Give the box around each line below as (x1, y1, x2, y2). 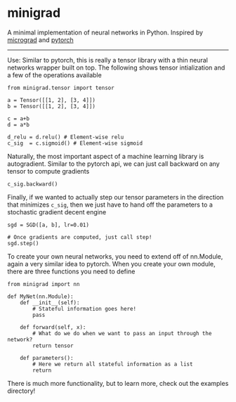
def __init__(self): (20, 299, 80, 306)
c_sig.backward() (7, 181, 58, 188)
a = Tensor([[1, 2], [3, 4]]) (7, 96, 96, 103)
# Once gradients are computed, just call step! (7, 233, 152, 240)
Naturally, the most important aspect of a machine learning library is (7, 152, 204, 160)
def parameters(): (20, 354, 74, 361)
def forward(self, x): (20, 323, 86, 331)
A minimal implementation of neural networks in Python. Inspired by (7, 28, 204, 37)
